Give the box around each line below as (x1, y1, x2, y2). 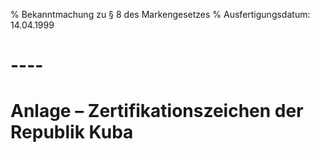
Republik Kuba (10, 121, 134, 144)
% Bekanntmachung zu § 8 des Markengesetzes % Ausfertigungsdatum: (10, 9, 311, 20)
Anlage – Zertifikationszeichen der (10, 100, 304, 123)
